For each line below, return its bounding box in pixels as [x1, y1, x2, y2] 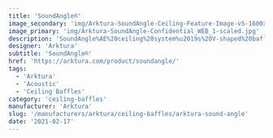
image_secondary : [8, 19, 67, 28]
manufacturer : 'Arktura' [8, 102, 93, 110]
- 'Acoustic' [15, 80, 60, 88]
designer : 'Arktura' [8, 42, 79, 50]
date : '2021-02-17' [8, 118, 75, 126]
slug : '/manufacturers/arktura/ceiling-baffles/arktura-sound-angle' [8, 110, 249, 119]
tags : [8, 65, 27, 73]
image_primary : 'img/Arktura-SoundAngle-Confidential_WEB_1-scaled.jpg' [8, 27, 260, 35]
